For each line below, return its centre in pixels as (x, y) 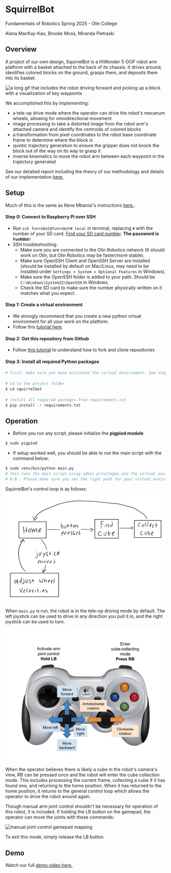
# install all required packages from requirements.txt (66, 400)
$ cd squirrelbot (24, 389)
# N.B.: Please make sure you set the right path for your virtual (78, 479)
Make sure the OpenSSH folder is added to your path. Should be (88, 277)
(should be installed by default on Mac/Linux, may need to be (84, 266)
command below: (31, 458)
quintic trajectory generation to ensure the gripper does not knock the (86, 145)
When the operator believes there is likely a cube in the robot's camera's (81, 770)
